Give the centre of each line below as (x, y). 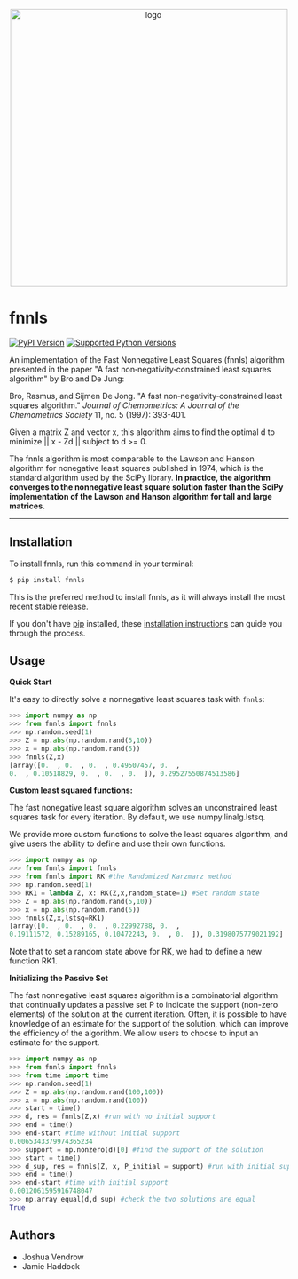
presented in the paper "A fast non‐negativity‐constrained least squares (140, 369)
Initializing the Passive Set (59, 979)
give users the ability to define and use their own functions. (118, 843)
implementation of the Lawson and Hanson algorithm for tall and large (141, 496)
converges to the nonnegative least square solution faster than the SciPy (146, 487)
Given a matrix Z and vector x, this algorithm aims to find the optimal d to (142, 432)
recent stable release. (49, 606)
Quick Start (31, 682)
